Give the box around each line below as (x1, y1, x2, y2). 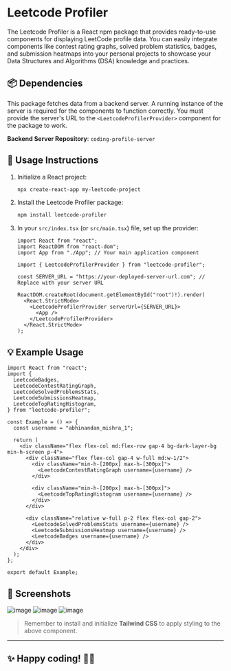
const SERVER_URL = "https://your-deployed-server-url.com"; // (16, 274, 206, 280)
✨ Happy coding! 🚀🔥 (7, 653, 95, 665)
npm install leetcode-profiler (16, 212, 107, 219)
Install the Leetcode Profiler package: (16, 198, 124, 207)
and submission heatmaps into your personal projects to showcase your (7, 49, 211, 58)
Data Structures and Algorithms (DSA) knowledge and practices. (7, 56, 190, 65)
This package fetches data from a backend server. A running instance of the (7, 99, 223, 107)
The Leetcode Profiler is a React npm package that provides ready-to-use (7, 27, 217, 36)
